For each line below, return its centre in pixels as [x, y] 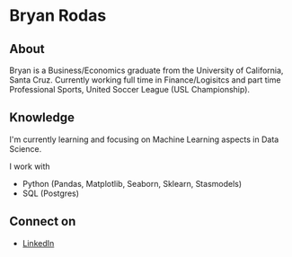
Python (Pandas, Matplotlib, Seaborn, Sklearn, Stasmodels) [132, 183]
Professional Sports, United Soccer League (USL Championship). [129, 89]
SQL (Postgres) [50, 193]
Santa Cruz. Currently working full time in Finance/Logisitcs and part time [145, 80]
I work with [30, 166]
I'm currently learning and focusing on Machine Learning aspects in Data [144, 139]
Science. [26, 148]
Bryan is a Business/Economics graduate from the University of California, [146, 70]
